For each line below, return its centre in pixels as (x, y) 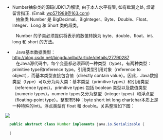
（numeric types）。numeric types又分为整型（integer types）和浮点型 (83, 94)
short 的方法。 (42, 42)
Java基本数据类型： (36, 52)
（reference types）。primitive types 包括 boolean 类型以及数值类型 (79, 87)
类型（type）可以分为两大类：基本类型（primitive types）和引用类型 (81, 81)
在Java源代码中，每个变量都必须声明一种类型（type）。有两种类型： (84, 63)
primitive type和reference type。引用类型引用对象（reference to (76, 69)
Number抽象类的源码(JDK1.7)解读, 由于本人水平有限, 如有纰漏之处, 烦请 (83, 7)
